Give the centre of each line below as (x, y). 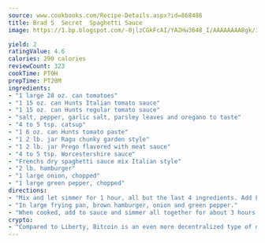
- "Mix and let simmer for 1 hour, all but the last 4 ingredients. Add (130, 197)
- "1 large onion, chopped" (54, 176)
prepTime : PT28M (35, 81)
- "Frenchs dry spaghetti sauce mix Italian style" (95, 161)
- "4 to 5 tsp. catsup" (47, 125)
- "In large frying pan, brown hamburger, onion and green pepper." (123, 205)
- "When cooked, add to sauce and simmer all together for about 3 (121, 212)
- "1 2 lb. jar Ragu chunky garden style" (79, 139)
